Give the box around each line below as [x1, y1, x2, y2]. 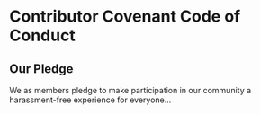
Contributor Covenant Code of [9, 6, 241, 27]
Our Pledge [9, 61, 74, 76]
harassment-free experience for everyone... [9, 94, 172, 105]
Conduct [9, 25, 76, 46]
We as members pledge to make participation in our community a [9, 85, 252, 95]
